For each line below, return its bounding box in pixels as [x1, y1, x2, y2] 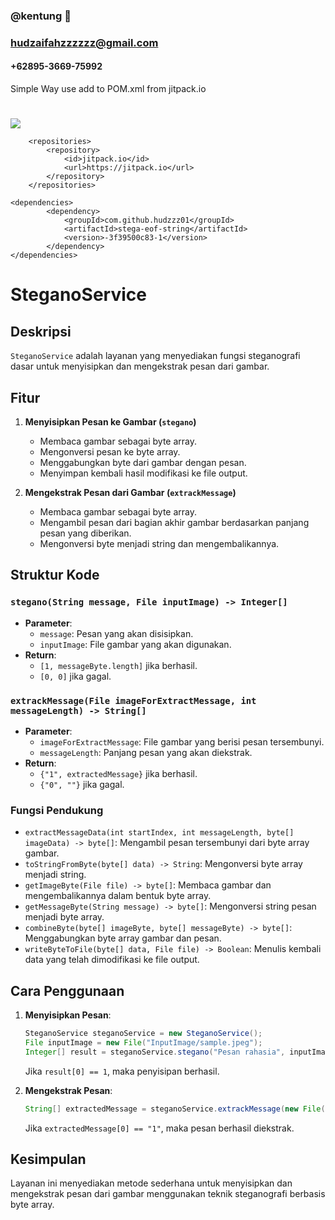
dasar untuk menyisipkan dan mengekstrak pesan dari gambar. [10, 360, 270, 373]
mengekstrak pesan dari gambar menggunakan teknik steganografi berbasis [10, 1188, 326, 1200]
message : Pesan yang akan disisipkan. [39, 627, 194, 639]
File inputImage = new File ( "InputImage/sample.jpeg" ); [24, 1038, 263, 1048]
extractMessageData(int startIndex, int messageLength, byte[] [24, 828, 295, 838]
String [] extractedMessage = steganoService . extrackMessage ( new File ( [24, 1104, 326, 1114]
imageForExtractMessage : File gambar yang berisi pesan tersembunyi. [39, 736, 325, 748]
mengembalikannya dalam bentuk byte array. [24, 890, 212, 902]
